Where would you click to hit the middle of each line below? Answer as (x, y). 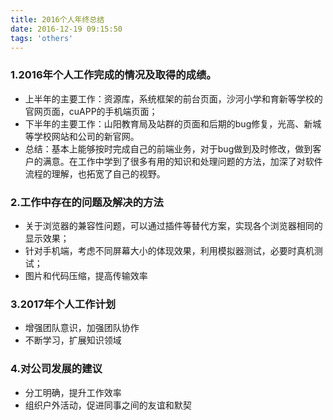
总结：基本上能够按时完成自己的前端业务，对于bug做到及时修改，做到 (168, 148)
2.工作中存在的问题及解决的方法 (87, 202)
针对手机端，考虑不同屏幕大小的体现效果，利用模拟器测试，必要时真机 (169, 250)
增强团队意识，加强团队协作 (82, 328)
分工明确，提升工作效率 (73, 392)
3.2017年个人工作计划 (63, 304)
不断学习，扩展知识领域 (73, 340)
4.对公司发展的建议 (56, 369)
